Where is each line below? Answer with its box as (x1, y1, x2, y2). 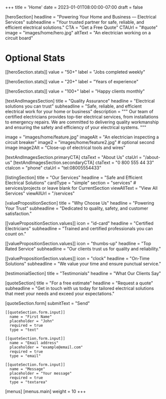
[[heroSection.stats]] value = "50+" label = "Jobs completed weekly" (5, 69, 145, 75)
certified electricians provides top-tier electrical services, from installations (5, 114, 159, 120)
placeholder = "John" (9, 318, 55, 323)
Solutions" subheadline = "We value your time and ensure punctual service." (5, 261, 161, 266)
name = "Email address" (9, 340, 58, 345)
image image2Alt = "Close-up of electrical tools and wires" (5, 144, 125, 150)
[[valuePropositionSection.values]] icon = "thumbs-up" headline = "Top (5, 240, 151, 246)
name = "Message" (9, 366, 46, 372)
